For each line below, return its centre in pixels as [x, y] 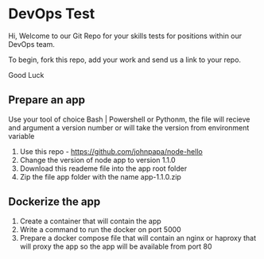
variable [21, 136]
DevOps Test [52, 14]
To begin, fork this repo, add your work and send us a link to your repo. [124, 60]
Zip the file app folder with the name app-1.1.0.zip [100, 176]
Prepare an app [47, 100]
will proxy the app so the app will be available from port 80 [116, 246]
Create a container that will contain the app [90, 221]
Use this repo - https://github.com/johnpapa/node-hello [111, 151]
